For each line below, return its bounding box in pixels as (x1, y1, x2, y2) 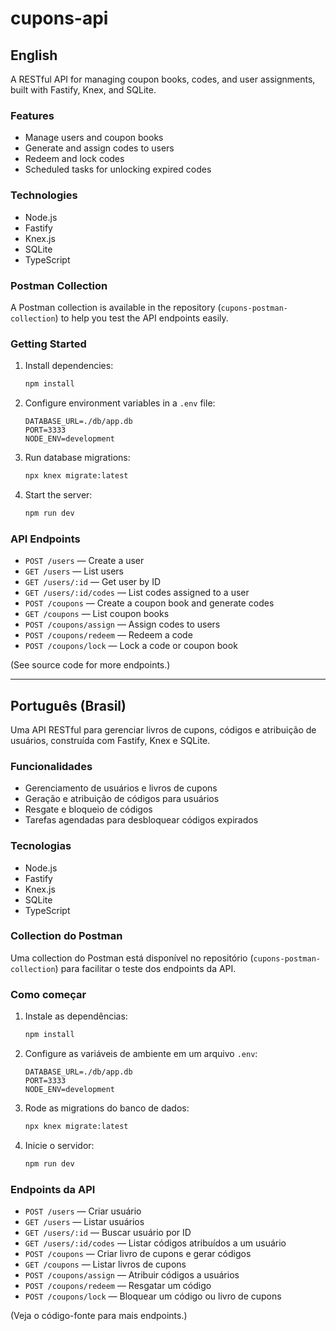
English (10, 47, 58, 64)
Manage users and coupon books (24, 132, 164, 144)
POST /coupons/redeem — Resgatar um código (24, 1280, 212, 1292)
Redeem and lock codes (24, 153, 125, 165)
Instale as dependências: (24, 1010, 128, 1022)
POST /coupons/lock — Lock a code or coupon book (24, 640, 238, 652)
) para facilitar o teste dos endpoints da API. (54, 962, 237, 974)
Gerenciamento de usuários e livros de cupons (24, 782, 218, 794)
